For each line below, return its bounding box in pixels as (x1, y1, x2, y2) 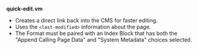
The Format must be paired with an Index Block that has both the (15, 30, 178, 37)
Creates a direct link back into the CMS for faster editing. (15, 17, 158, 24)
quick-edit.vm (6, 5, 43, 12)
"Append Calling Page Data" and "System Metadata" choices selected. (15, 36, 193, 43)
